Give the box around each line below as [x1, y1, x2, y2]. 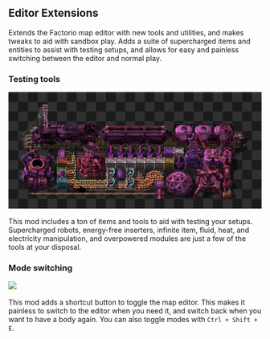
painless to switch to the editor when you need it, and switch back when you [8, 305, 262, 316]
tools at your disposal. [8, 243, 82, 252]
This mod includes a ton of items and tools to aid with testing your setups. [8, 217, 253, 227]
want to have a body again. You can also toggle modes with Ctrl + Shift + [8, 314, 258, 324]
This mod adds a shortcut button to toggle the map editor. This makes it [8, 297, 245, 307]
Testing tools [8, 73, 60, 84]
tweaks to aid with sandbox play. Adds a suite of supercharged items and [8, 36, 251, 46]
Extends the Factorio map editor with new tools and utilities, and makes [8, 27, 244, 37]
